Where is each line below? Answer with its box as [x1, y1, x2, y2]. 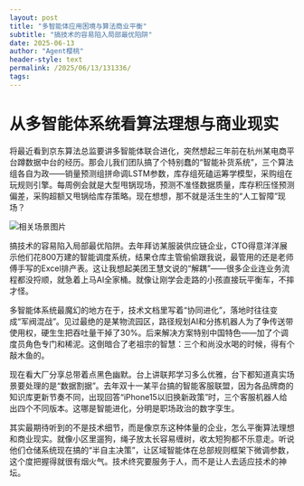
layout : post [9, 13, 59, 23]
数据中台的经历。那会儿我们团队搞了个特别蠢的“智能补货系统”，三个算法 [24, 156, 294, 167]
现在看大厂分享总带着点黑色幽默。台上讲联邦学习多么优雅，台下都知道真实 [9, 369, 287, 379]
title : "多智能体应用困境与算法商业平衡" [9, 22, 147, 31]
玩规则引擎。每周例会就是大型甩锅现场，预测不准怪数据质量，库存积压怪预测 [9, 179, 295, 190]
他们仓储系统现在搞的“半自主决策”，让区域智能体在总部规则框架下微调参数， [9, 444, 294, 455]
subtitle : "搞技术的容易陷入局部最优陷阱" [9, 30, 153, 39]
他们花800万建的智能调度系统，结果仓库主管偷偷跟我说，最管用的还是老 [16, 251, 287, 262]
